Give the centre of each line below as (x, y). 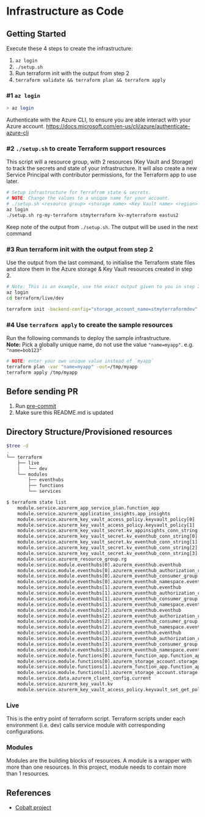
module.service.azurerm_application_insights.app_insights (94, 514)
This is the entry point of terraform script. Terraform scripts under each (96, 719)
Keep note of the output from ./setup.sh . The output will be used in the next (102, 227)
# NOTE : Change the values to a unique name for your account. (88, 198)
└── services (45, 492)
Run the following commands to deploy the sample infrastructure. (88, 338)
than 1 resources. (28, 774)
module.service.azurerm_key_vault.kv (65, 684)
